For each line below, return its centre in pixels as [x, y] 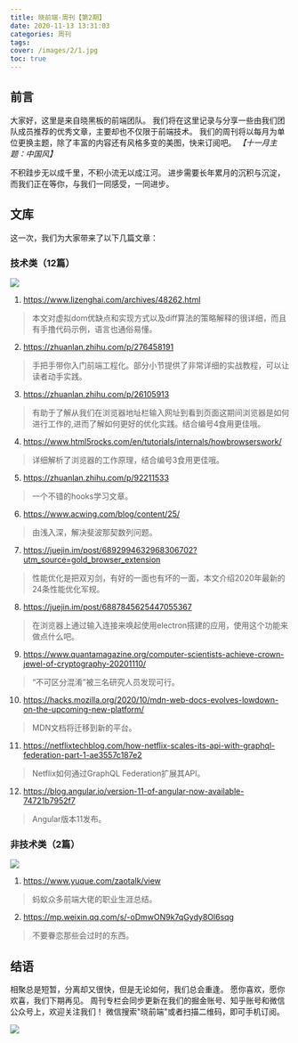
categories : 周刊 [41, 34]
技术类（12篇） [42, 263]
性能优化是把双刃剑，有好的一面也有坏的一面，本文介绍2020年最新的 [158, 578]
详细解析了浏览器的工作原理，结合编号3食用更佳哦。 [128, 460]
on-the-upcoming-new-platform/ [84, 709]
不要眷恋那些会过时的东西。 [83, 935]
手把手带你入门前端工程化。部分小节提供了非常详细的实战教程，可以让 [161, 365]
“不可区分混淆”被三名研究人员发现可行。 [106, 681]
